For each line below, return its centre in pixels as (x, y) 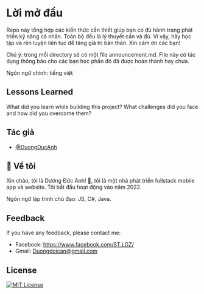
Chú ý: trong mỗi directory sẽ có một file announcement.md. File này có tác (101, 54)
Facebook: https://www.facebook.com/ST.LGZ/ (74, 245)
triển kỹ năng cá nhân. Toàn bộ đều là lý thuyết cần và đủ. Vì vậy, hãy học (99, 36)
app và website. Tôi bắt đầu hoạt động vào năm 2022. (74, 187)
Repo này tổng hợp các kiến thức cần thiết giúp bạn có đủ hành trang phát (100, 30)
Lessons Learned (40, 92)
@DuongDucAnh (36, 147)
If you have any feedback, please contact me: (64, 233)
